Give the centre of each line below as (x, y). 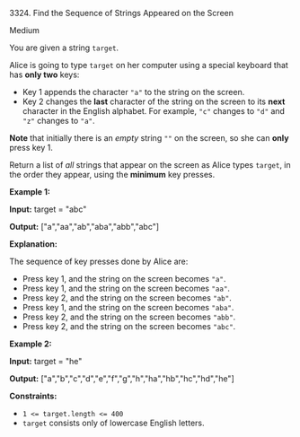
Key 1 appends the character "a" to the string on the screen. (133, 92)
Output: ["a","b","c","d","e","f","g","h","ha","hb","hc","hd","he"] (122, 379)
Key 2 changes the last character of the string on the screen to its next (154, 101)
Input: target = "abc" (48, 209)
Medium (25, 30)
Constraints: (33, 396)
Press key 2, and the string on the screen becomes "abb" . (129, 317)
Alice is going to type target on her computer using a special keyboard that (149, 65)
